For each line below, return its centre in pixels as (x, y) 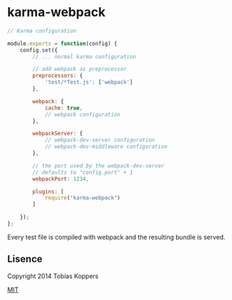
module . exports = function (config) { (62, 43)
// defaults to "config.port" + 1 (83, 172)
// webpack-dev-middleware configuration (106, 147)
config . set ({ (39, 50)
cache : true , (63, 108)
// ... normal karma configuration (84, 57)
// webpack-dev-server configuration (100, 140)
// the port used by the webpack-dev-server (98, 165)
